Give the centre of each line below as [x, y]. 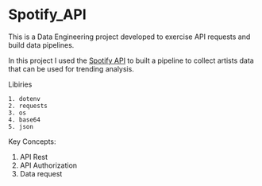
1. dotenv [25, 99]
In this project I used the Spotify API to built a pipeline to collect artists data [131, 60]
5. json [21, 126]
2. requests [28, 106]
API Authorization [48, 165]
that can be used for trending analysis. [71, 68]
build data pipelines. [41, 45]
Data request [41, 173]
